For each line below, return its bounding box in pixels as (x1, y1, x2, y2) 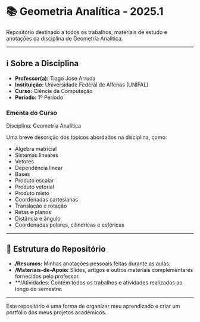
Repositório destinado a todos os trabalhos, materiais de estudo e (6, 28, 168, 36)
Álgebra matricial (14, 145, 57, 153)
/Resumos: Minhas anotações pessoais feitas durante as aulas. (14, 260, 171, 267)
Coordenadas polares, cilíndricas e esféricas (14, 221, 125, 228)
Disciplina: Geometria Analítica (6, 122, 82, 129)
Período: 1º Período (14, 94, 64, 101)
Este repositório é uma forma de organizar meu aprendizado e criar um (6, 302, 180, 309)
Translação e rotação (14, 202, 67, 209)
